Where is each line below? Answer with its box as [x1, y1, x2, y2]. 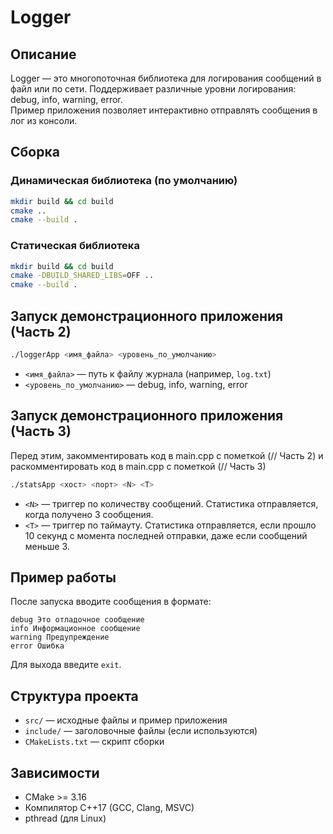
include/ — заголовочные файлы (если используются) [24, 725, 258, 737]
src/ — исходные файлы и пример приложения [24, 714, 228, 726]
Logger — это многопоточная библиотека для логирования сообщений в [10, 72, 322, 84]
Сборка [10, 144, 60, 161]
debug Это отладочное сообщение [10, 615, 145, 625]
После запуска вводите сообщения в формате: [10, 596, 212, 608]
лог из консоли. [10, 115, 78, 126]
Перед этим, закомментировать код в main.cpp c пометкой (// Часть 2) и [10, 449, 324, 461]
